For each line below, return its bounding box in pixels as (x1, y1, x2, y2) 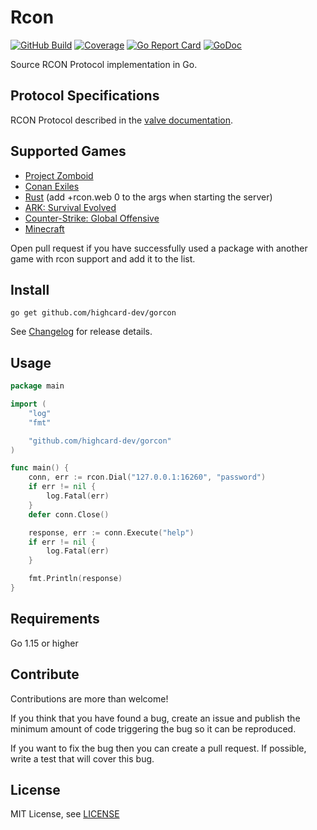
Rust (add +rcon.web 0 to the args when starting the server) (24, 191, 273, 203)
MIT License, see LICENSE (10, 808, 120, 820)
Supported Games (10, 143, 127, 160)
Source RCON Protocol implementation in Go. (10, 58, 198, 70)
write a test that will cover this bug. (10, 752, 155, 765)
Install (10, 281, 50, 298)
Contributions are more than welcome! (10, 692, 169, 705)
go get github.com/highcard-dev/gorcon (10, 308, 177, 318)
